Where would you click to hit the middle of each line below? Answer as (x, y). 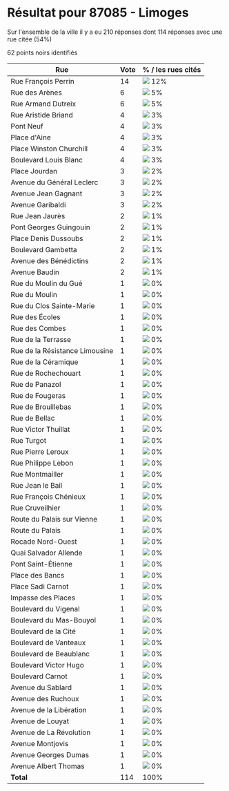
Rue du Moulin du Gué (47, 283)
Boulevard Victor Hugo (47, 665)
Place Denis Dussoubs (47, 238)
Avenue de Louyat (40, 721)
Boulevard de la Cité (43, 631)
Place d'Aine (31, 137)
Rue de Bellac (33, 418)
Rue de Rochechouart (46, 373)
